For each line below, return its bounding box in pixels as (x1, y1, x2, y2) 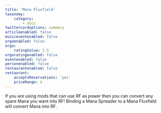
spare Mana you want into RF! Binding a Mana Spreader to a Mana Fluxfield (5, 98, 157, 104)
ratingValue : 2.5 (14, 48, 49, 53)
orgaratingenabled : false (5, 52, 58, 57)
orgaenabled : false (5, 39, 45, 44)
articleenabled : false (5, 30, 51, 35)
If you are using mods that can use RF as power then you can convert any (5, 93, 154, 99)
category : (14, 16, 34, 21)
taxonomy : (5, 12, 25, 17)
